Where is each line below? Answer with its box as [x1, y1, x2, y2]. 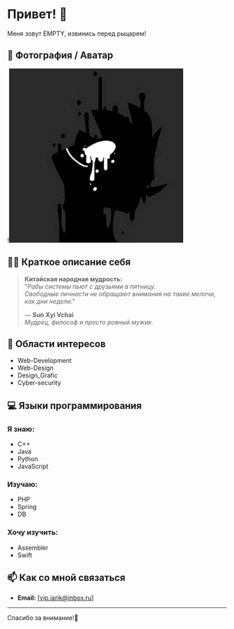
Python [17, 455, 38, 463]
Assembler [17, 543, 49, 552]
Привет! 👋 [7, 6, 68, 22]
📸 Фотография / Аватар [7, 49, 114, 61]
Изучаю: [7, 479, 38, 489]
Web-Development [17, 357, 72, 365]
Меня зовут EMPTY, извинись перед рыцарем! [7, 29, 146, 38]
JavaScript [17, 463, 49, 471]
